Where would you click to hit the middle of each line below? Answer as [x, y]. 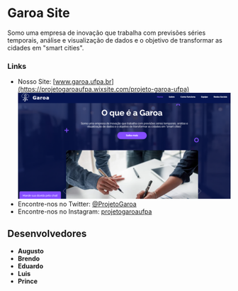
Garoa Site [39, 13]
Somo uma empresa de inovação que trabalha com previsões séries [107, 33]
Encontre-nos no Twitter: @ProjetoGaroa [77, 204]
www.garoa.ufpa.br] [85, 82]
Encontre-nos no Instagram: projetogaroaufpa [85, 212]
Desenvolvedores [47, 234]
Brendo [29, 258]
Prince [27, 281]
